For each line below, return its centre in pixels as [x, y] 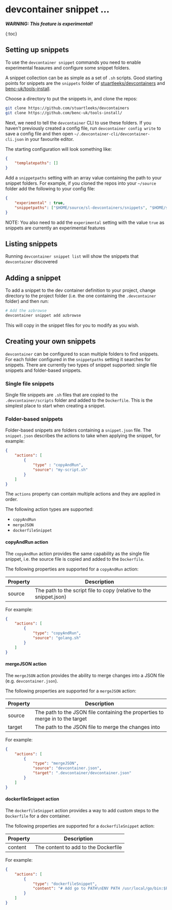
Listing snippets [31, 244]
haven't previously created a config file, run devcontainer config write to [83, 128]
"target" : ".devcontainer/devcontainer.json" [82, 773]
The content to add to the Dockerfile [79, 847]
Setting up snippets [37, 50]
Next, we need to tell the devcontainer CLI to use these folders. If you [79, 122]
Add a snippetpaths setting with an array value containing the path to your [84, 178]
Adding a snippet [33, 278]
